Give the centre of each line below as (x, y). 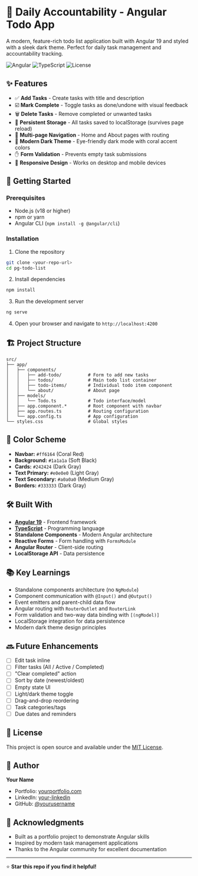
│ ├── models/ (26, 396)
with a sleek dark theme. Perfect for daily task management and (84, 47)
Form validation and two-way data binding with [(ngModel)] (87, 615)
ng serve (17, 312)
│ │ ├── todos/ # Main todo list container (82, 380)
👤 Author (23, 766)
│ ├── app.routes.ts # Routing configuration (77, 411)
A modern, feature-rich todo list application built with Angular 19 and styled (97, 41)
